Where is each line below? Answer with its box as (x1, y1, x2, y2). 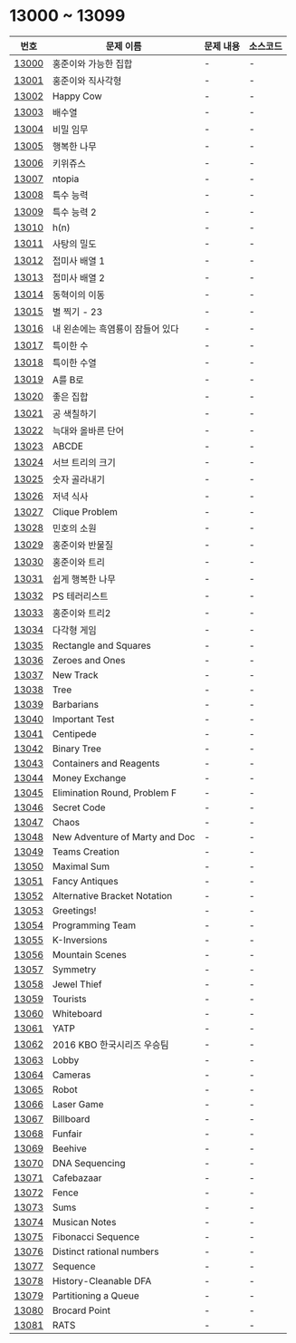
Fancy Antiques (52, 874, 119, 887)
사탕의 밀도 (52, 237, 97, 250)
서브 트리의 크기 (52, 456, 116, 469)
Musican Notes (52, 1215, 117, 1228)
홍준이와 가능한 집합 (52, 57, 133, 70)
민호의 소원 (52, 522, 97, 535)
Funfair (52, 1127, 83, 1140)
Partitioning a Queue (52, 1289, 140, 1301)
